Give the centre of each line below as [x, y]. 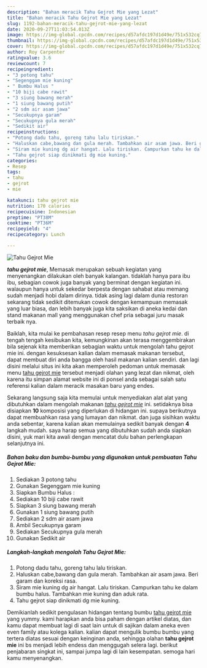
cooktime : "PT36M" [30, 223]
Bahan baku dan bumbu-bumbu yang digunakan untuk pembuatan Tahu [102, 457]
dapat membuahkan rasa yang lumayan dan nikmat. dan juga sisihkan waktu [103, 417]
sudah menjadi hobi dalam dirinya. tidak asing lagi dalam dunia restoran [97, 295]
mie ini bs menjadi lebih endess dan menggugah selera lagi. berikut [92, 645]
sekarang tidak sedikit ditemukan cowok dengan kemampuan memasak [97, 302]
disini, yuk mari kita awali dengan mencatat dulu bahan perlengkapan [95, 436]
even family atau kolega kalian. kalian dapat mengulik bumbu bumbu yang [100, 632]
